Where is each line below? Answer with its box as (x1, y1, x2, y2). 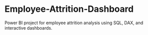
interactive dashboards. (4, 25, 52, 31)
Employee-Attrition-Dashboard (4, 3, 134, 15)
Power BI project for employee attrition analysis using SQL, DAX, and (4, 20, 144, 26)
